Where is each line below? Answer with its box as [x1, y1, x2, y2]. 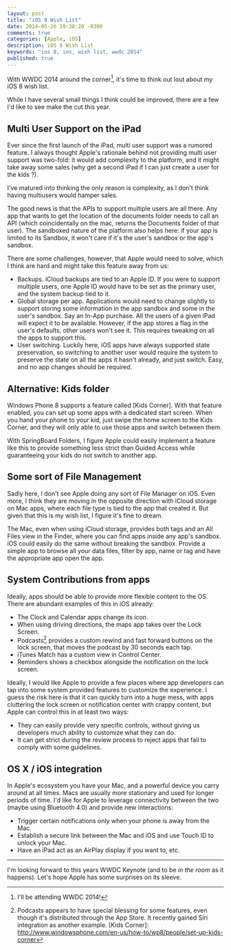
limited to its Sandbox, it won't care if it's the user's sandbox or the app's [7, 234, 214, 242]
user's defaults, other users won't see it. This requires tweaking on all [16, 327, 215, 335]
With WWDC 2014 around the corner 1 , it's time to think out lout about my [7, 74, 213, 83]
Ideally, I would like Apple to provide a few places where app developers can [7, 679, 224, 687]
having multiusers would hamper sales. [7, 191, 118, 200]
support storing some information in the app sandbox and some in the [16, 304, 215, 313]
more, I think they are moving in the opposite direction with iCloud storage [7, 497, 217, 505]
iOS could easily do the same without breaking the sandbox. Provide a [7, 539, 206, 548]
